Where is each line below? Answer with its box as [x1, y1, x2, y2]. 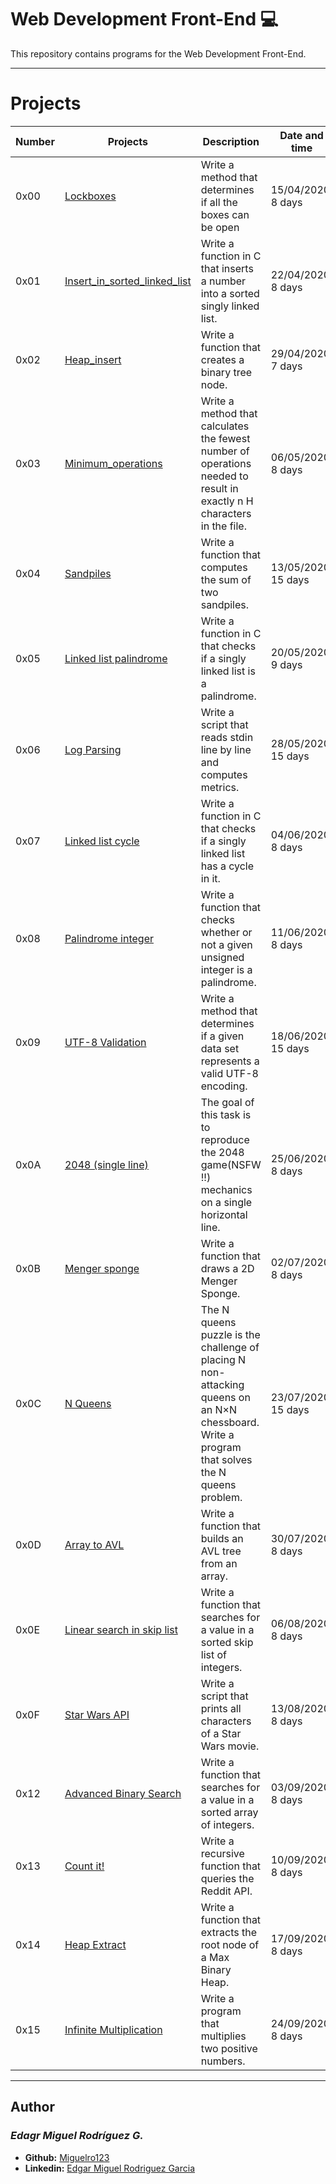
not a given [200, 937, 253, 951]
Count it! [64, 1859, 105, 1873]
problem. [200, 1490, 243, 1504]
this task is [200, 1107, 252, 1121]
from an [200, 1556, 238, 1570]
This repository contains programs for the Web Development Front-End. [10, 47, 307, 60]
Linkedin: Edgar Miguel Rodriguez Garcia [24, 2162, 196, 2174]
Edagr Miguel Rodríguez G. [10, 2129, 144, 2143]
